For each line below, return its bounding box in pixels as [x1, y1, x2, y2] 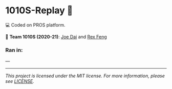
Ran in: [5, 46, 23, 53]
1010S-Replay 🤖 [5, 5, 73, 16]
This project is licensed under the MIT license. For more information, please [5, 73, 165, 79]
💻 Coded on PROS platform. [5, 21, 66, 28]
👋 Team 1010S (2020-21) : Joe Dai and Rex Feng [5, 33, 107, 40]
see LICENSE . [5, 78, 34, 84]
